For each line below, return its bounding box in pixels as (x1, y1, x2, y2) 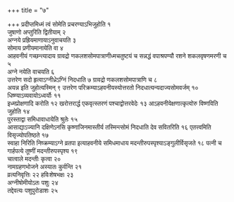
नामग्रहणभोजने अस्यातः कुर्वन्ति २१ (7, 163, 82, 171)
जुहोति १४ (7, 107, 30, 115)
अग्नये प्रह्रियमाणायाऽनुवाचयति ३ (7, 36, 76, 44)
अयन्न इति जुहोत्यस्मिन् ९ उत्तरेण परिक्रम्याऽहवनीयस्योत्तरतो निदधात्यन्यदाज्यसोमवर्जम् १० (7, 84, 199, 91)
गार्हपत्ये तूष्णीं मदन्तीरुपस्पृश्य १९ (7, 147, 78, 155)
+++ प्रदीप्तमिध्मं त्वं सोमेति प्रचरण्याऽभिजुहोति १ (7, 20, 111, 28)
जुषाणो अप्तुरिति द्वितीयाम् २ (7, 28, 66, 36)
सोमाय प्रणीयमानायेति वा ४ (7, 44, 64, 52)
